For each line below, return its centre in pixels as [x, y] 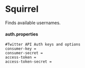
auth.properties [22, 34]
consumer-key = [21, 49]
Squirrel [22, 9]
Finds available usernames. [33, 23]
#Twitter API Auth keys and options [43, 45]
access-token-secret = [28, 62]
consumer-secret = [24, 53]
